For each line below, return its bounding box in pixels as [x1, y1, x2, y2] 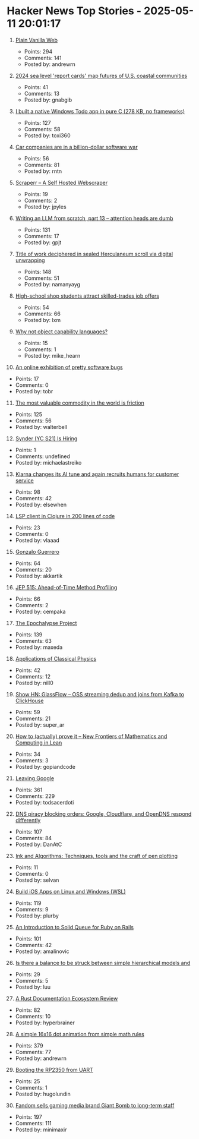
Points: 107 [15, 828, 42, 835]
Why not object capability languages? [15, 328, 108, 335]
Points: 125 [15, 411, 43, 418]
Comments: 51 [24, 275, 59, 282]
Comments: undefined [15, 453, 71, 460]
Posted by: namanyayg [24, 280, 81, 288]
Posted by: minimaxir [15, 1126, 67, 1133]
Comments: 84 [15, 834, 52, 841]
